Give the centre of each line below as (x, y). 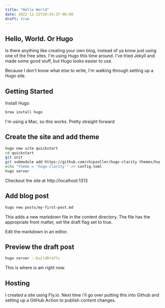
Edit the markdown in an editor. (37, 231)
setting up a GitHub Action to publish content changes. (61, 300)
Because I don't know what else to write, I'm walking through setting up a (79, 71)
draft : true (17, 19)
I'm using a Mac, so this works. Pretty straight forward (60, 122)
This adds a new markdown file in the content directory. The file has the (78, 216)
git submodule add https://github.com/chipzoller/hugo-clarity (71, 162)
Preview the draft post (40, 247)
